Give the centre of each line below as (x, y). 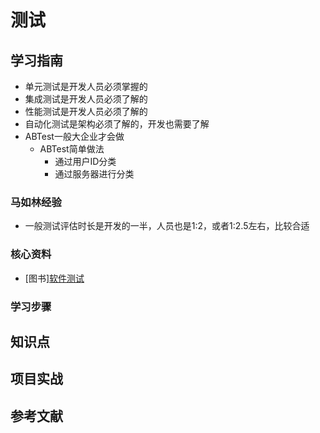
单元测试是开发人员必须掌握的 (86, 86)
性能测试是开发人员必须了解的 (86, 111)
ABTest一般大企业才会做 (74, 136)
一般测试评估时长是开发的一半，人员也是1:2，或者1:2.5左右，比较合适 (167, 226)
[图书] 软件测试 (54, 278)
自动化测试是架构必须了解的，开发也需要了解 (117, 124)
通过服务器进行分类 (94, 174)
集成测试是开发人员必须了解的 (86, 99)
